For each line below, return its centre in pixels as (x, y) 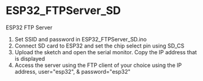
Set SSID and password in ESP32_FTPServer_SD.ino (81, 39)
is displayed (30, 58)
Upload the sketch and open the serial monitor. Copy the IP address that (106, 52)
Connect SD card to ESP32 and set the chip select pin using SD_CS (99, 46)
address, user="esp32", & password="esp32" (73, 71)
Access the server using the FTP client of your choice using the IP (98, 65)
